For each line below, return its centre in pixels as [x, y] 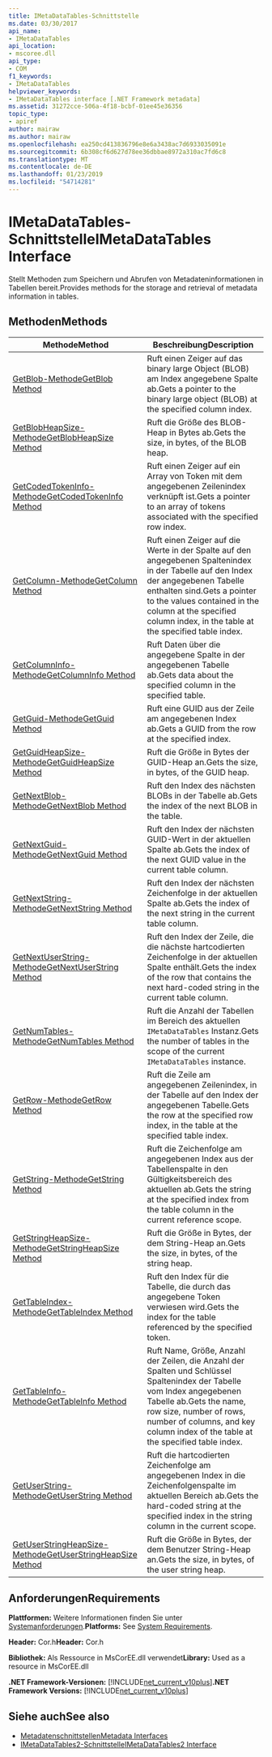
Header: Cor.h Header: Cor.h [56, 1642]
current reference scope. [194, 1220]
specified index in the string [200, 1516]
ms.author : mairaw [39, 136]
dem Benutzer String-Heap [199, 1549]
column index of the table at [200, 1432]
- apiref [23, 122]
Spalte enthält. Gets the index [202, 967]
